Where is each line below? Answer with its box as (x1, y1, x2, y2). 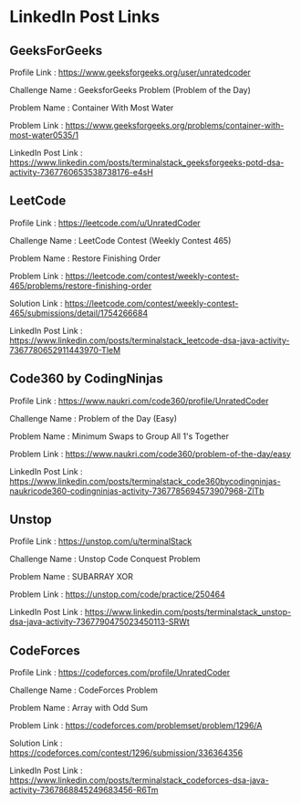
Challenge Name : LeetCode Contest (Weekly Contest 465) (9, 235, 232, 245)
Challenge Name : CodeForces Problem (9, 684, 158, 695)
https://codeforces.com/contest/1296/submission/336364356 (9, 747, 244, 758)
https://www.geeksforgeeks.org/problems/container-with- (65, 120, 285, 131)
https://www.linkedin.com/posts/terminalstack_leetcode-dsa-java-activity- (9, 335, 290, 346)
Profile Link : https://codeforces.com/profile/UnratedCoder (9, 667, 231, 678)
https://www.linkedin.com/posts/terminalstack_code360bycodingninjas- (9, 475, 281, 486)
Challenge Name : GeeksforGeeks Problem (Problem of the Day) (9, 85, 251, 95)
